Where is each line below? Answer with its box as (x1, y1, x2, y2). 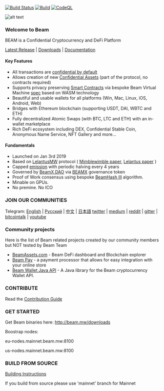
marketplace (25, 121, 51, 127)
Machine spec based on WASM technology (12, 89, 99, 95)
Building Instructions (5, 371, 46, 377)
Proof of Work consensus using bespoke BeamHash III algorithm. (12, 174, 143, 180)
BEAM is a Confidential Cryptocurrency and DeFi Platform (5, 37, 121, 43)
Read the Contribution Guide (5, 296, 62, 302)
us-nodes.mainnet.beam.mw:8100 (5, 348, 74, 353)
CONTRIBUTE (5, 285, 38, 292)
